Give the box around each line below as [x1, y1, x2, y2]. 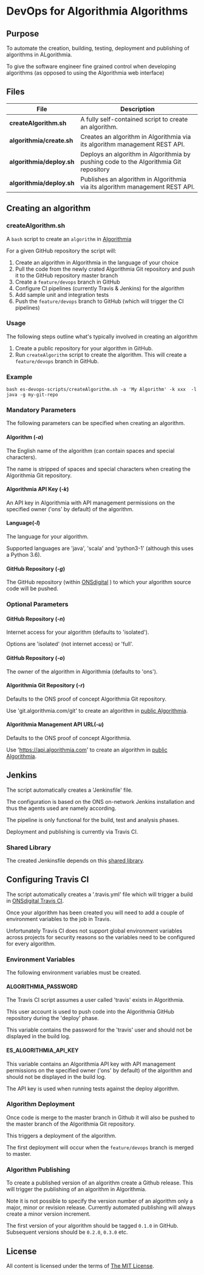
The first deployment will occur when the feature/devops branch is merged [6, 1143, 194, 1151]
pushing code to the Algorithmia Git [80, 157, 182, 166]
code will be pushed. [6, 585, 59, 593]
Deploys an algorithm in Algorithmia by [80, 150, 191, 158]
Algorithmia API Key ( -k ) [6, 486, 69, 493]
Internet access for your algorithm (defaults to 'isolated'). [6, 628, 149, 636]
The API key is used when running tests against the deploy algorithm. [6, 1085, 180, 1092]
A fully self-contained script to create [80, 115, 188, 123]
